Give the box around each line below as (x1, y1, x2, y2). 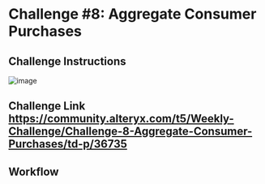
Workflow (8, 165, 59, 178)
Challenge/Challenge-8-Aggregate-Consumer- (8, 125, 253, 139)
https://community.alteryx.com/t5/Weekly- (8, 112, 234, 126)
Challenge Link (8, 99, 86, 113)
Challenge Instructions (8, 54, 127, 68)
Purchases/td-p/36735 (8, 137, 128, 151)
